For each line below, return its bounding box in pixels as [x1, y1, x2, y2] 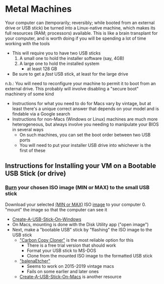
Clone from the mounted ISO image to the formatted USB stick [26, 253, 153, 258]
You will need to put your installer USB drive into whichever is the [19, 142, 151, 148]
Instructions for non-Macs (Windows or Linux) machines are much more [12, 116, 158, 122]
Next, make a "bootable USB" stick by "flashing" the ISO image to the [12, 227, 153, 232]
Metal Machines [5, 3, 72, 15]
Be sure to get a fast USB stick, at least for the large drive [12, 71, 128, 77]
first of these [19, 147, 46, 153]
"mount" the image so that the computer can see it [5, 206, 107, 212]
